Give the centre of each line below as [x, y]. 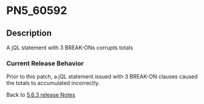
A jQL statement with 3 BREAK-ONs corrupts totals [70, 47]
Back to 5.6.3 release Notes [41, 95]
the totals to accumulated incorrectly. [53, 83]
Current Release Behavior [45, 63]
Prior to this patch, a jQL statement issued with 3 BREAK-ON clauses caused [102, 77]
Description [29, 33]
